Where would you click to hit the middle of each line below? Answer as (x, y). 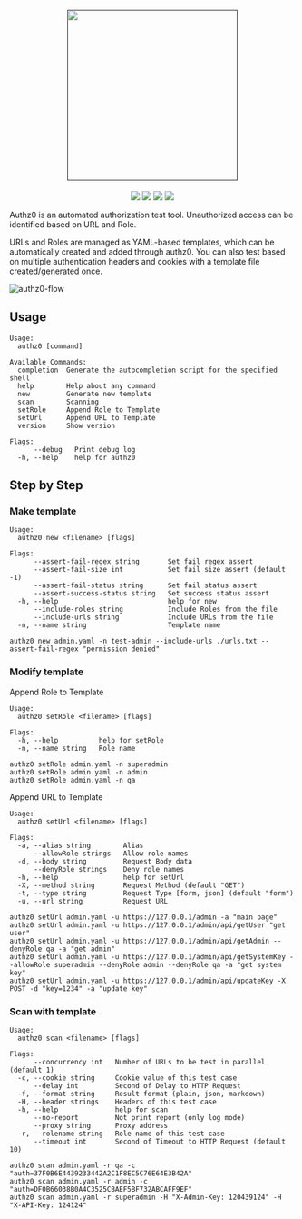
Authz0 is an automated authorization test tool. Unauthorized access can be (151, 215)
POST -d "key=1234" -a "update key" (78, 989)
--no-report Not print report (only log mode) (139, 1118)
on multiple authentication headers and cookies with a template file (135, 261)
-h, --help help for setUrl (101, 877)
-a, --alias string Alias (81, 845)
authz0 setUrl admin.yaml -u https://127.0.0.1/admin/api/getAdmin (140, 941)
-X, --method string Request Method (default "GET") (132, 885)
